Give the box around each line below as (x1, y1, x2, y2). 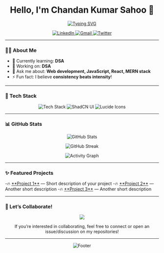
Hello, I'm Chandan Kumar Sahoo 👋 (9, 4, 155, 16)
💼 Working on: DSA (12, 63, 51, 69)
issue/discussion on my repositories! (45, 229, 119, 234)
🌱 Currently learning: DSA (12, 58, 64, 64)
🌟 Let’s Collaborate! (5, 203, 53, 210)
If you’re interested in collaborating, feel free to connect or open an (14, 224, 150, 230)
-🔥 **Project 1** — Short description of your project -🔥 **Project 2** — (5, 181, 154, 186)
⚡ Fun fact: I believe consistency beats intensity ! (12, 74, 112, 80)
